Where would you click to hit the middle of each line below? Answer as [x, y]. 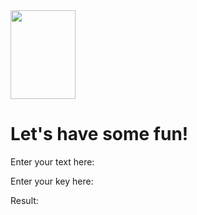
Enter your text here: [52, 161]
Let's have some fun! [99, 134]
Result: [24, 200]
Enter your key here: [52, 181]
